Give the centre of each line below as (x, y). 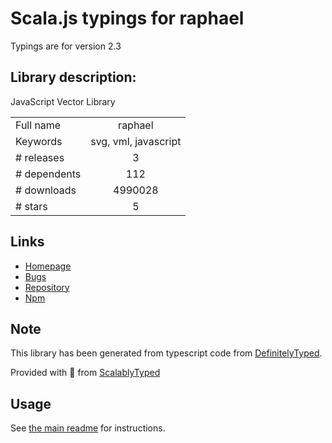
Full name (38, 125)
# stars (31, 206)
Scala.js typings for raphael (127, 18)
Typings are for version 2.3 (66, 46)
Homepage (48, 266)
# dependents (48, 174)
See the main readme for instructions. (88, 428)
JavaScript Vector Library (63, 101)
